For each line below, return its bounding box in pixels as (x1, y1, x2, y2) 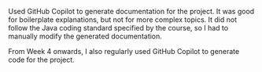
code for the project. (8, 55, 75, 64)
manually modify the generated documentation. (8, 31, 163, 41)
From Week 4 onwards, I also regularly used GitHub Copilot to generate (8, 47, 240, 56)
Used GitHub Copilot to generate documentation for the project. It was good (8, 7, 255, 16)
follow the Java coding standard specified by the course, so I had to (8, 23, 229, 32)
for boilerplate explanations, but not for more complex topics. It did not (8, 15, 238, 24)
